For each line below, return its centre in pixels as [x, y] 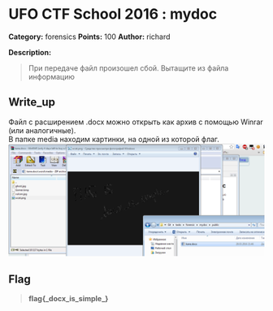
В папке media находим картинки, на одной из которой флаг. [114, 139]
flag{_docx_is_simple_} [68, 299]
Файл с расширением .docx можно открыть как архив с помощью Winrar [136, 122]
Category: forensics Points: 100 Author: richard [89, 37]
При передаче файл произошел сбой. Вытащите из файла [128, 68]
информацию [51, 76]
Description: [30, 52]
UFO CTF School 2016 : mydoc [113, 14]
